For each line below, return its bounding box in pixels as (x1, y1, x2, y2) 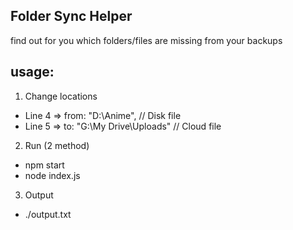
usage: (10, 64, 55, 81)
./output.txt (24, 208, 72, 220)
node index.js (24, 169, 81, 181)
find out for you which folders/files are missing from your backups (10, 34, 283, 46)
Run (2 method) (24, 139, 90, 151)
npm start (24, 159, 65, 171)
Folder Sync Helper (10, 8, 133, 25)
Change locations (24, 90, 98, 102)
